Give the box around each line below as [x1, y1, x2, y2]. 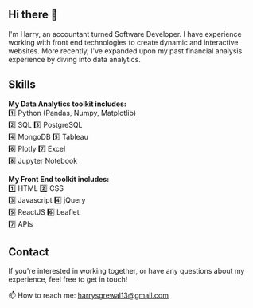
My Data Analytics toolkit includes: [8, 99, 127, 109]
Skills [8, 77, 36, 92]
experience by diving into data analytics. [8, 54, 141, 64]
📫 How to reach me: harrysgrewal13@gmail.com [8, 290, 169, 300]
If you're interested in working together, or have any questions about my [8, 267, 245, 276]
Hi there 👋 [8, 8, 58, 22]
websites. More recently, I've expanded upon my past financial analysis [8, 45, 243, 56]
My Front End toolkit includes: [8, 174, 110, 184]
